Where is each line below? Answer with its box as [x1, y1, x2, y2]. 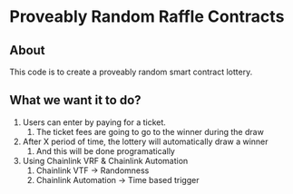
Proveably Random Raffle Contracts [9, 6, 285, 27]
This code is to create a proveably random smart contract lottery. [9, 66, 253, 77]
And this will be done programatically [35, 145, 175, 156]
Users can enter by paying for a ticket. [22, 116, 166, 128]
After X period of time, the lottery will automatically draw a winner [22, 136, 269, 147]
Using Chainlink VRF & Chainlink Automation [22, 155, 189, 166]
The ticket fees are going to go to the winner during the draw [35, 126, 265, 137]
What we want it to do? [9, 92, 142, 108]
